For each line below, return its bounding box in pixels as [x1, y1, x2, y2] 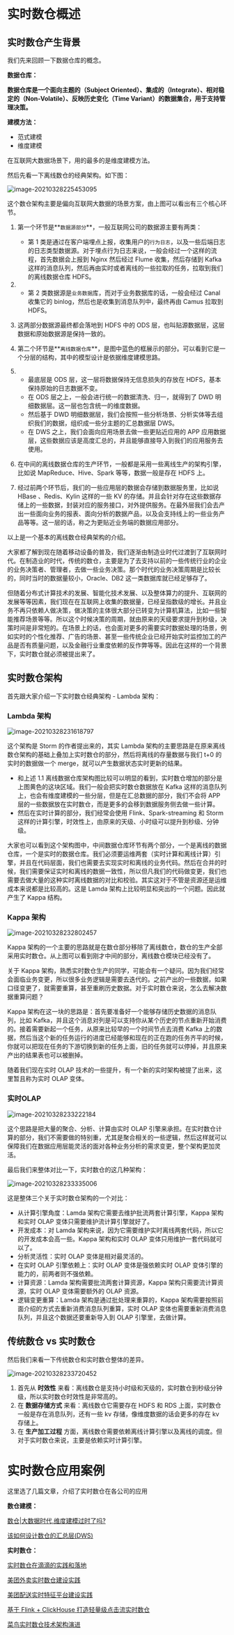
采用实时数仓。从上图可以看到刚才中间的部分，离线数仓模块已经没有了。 [7, 952, 214, 960]
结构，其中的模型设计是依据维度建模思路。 [41, 353, 164, 361]
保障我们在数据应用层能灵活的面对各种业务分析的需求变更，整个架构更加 [7, 1142, 214, 1150]
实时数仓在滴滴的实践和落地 [7, 1561, 87, 1569]
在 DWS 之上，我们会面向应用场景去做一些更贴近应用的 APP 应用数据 [27, 428, 226, 436]
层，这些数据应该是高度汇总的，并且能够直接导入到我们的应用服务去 [27, 436, 224, 445]
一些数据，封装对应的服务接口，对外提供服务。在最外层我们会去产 [36, 501, 225, 509]
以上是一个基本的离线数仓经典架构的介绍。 [7, 533, 130, 541]
